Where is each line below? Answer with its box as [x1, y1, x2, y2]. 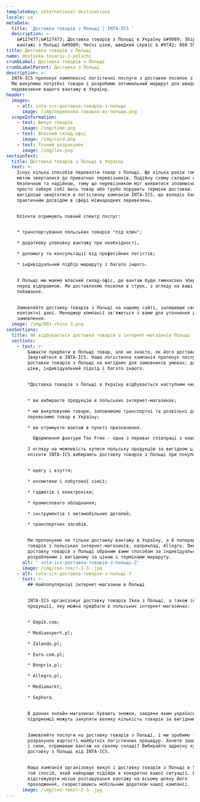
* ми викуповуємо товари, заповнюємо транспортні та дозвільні [27, 408, 187, 414]
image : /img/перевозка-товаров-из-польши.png [21, 109, 137, 114]
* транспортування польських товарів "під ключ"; [17, 229, 143, 236]
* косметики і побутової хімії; [27, 478, 108, 484]
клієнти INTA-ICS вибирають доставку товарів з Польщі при [27, 451, 177, 458]
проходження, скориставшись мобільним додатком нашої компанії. [27, 781, 190, 787]
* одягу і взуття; [27, 467, 73, 473]
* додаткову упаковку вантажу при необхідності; [17, 240, 140, 246]
